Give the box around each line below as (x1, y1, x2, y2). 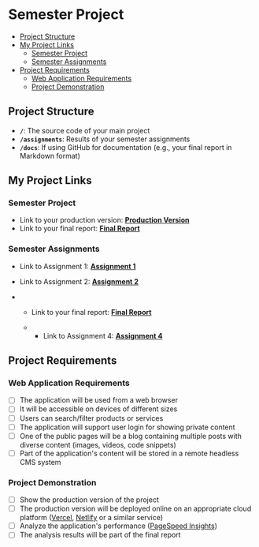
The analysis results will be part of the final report (19, 530, 181, 540)
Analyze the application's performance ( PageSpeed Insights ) (19, 521, 218, 530)
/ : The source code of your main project (19, 126, 150, 135)
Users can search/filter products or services (19, 413, 164, 423)
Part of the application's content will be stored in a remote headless (19, 448, 239, 458)
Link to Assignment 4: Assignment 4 (43, 331, 163, 340)
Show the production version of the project (19, 495, 159, 504)
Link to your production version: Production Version (19, 215, 191, 225)
